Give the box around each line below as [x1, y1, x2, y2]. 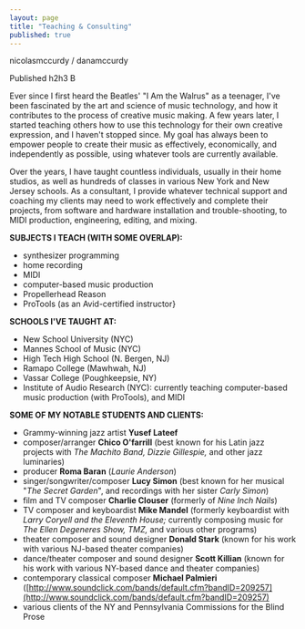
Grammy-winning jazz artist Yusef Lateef [22, 428, 178, 438]
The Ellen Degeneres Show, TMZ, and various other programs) [22, 524, 258, 535]
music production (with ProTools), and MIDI [22, 392, 186, 403]
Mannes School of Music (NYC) [22, 344, 141, 355]
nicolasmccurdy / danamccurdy [9, 56, 129, 67]
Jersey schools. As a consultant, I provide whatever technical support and [9, 186, 288, 197]
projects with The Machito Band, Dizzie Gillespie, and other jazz [22, 447, 263, 458]
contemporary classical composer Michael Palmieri [22, 572, 218, 583]
